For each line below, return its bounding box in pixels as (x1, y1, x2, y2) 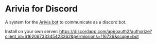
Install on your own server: (5, 28, 58, 34)
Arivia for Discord (5, 3, 78, 14)
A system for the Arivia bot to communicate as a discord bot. (5, 19, 127, 25)
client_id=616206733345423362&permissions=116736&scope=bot (5, 33, 139, 39)
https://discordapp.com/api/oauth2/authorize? (59, 28, 152, 34)
